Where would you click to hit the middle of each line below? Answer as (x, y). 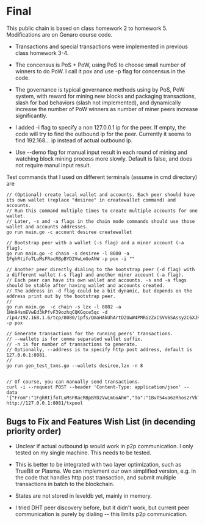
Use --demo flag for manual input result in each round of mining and (101, 152)
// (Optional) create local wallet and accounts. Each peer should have (101, 195)
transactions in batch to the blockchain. (65, 484)
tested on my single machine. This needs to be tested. (83, 453)
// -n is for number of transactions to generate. (72, 344)
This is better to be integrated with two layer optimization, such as (98, 464)
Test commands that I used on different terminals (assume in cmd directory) (102, 177)
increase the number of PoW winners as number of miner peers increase (106, 109)
